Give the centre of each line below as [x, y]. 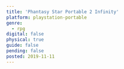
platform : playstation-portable [46, 17]
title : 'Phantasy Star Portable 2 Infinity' [63, 12]
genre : [14, 23]
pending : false [25, 51]
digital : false [25, 34]
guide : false [22, 46]
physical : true [25, 40]
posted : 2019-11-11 [31, 56]
